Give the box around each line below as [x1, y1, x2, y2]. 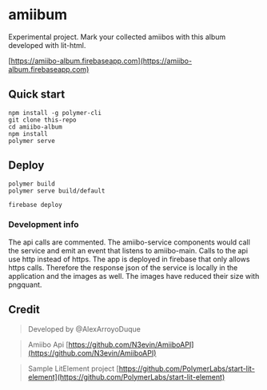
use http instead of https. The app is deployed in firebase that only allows [8, 254, 250, 264]
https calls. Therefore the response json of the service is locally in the [8, 262, 238, 273]
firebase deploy [8, 201, 62, 209]
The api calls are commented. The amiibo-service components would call [8, 237, 250, 247]
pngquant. [8, 280, 42, 289]
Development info [8, 219, 79, 230]
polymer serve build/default [8, 186, 106, 195]
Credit [8, 303, 40, 316]
